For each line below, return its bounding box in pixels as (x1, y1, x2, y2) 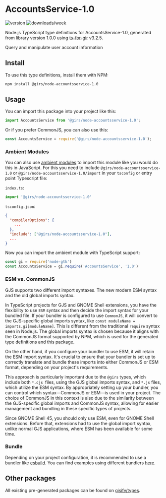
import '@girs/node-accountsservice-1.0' (5, 194, 92, 199)
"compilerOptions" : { (9, 218, 55, 223)
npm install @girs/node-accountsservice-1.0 (5, 81, 99, 86)
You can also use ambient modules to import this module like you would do (5, 160, 158, 166)
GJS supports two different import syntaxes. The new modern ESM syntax (5, 287, 157, 293)
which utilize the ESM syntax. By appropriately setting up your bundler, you (5, 384, 159, 390)
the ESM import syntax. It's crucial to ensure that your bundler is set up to (5, 354, 156, 360)
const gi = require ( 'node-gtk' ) (5, 259, 72, 264)
